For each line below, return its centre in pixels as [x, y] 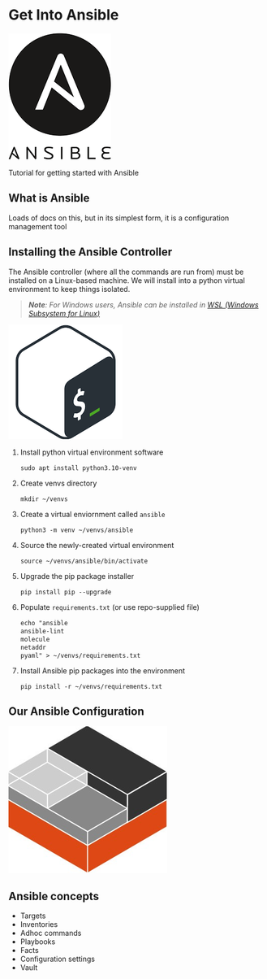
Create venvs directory [58, 483]
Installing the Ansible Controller [90, 252]
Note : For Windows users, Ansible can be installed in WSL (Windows [143, 305]
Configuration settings [58, 959]
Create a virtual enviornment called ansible [93, 514]
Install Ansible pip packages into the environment [102, 670]
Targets [33, 916]
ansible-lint [42, 631]
